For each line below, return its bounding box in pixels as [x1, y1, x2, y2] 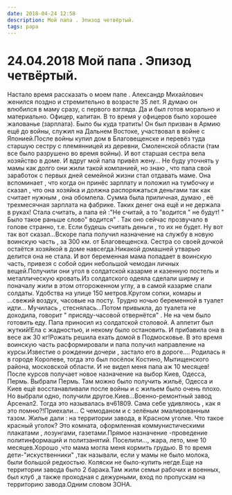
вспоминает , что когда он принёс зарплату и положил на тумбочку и [7, 179, 215, 187]
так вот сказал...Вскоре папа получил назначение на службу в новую [7, 230, 214, 239]
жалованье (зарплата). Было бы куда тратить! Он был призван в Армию [7, 120, 221, 128]
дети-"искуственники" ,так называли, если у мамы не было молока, [7, 451, 210, 459]
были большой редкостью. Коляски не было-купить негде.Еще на [7, 458, 203, 467]
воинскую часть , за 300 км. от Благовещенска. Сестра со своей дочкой [7, 237, 224, 246]
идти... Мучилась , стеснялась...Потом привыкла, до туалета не [7, 304, 196, 312]
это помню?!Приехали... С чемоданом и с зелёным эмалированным [7, 406, 210, 415]
